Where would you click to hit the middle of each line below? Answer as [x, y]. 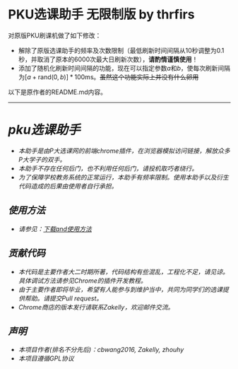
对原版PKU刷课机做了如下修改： [55, 35]
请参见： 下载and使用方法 [55, 229]
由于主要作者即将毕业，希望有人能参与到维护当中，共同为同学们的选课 [120, 289]
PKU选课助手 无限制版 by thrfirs [101, 14]
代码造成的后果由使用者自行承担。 [68, 186]
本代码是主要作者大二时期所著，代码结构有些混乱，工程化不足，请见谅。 [123, 271]
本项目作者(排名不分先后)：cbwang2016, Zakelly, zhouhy [101, 350]
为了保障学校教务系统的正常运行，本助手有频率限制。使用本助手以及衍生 [123, 177]
